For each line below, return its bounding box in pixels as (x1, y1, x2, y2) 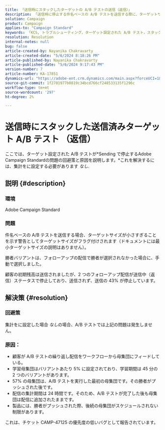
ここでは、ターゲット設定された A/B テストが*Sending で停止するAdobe (5, 151, 152, 157)
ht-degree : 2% (5, 94, 34, 99)
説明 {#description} (5, 179, 66, 187)
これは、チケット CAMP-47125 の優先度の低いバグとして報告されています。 (5, 420, 159, 426)
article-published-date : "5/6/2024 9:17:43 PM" (5, 62, 105, 67)
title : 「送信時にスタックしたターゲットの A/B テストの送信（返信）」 (5, 7, 132, 12)
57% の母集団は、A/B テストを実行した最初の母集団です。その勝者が (12, 378, 152, 384)
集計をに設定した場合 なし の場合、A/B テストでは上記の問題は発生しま (5, 322, 148, 327)
